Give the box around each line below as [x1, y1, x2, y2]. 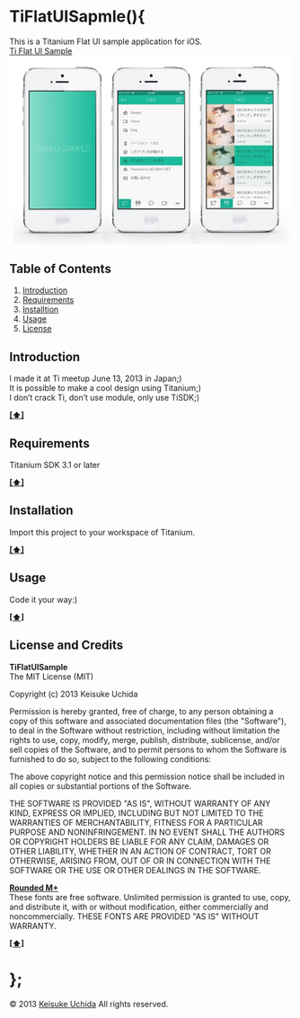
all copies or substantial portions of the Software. [9, 780, 191, 792]
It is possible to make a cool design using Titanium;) [9, 383, 202, 394]
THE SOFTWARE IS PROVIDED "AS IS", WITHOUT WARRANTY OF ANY [9, 798, 271, 809]
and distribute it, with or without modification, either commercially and [9, 901, 269, 912]
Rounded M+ [9, 882, 58, 893]
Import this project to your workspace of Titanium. [9, 527, 196, 537]
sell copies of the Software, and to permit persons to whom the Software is [9, 744, 287, 755]
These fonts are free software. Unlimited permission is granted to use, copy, [9, 891, 291, 902]
